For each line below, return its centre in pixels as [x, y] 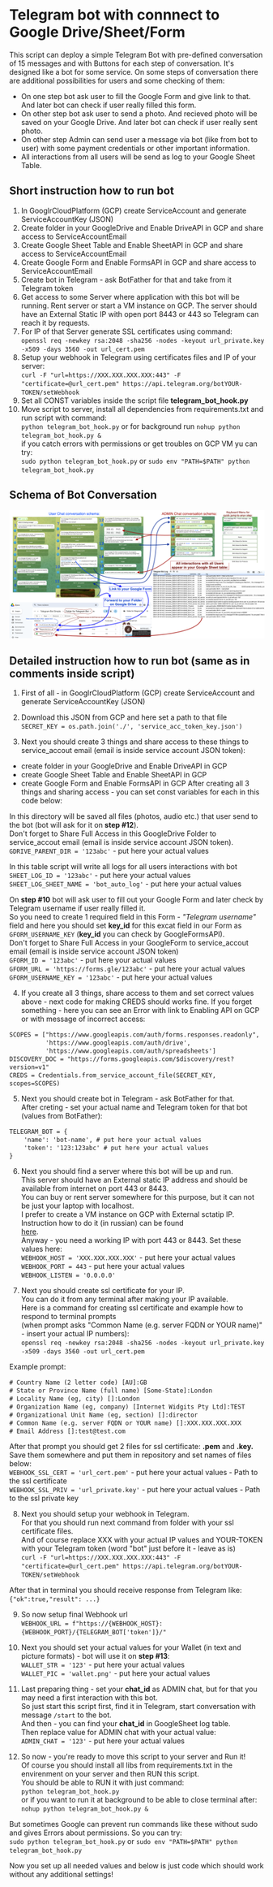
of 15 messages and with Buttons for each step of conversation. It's [122, 63]
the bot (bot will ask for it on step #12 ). [74, 825]
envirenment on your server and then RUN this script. [110, 1774]
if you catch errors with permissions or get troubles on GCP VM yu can [139, 444]
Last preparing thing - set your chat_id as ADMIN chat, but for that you [139, 1689]
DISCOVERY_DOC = [36, 1059]
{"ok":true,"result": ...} [55, 1599]
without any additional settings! [62, 1875]
